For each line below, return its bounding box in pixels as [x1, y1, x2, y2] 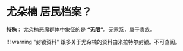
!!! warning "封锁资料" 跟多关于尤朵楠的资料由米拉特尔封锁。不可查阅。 [6, 38, 181, 45]
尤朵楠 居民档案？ [6, 5, 92, 19]
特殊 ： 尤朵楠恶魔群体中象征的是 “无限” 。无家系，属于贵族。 [6, 26, 156, 33]
